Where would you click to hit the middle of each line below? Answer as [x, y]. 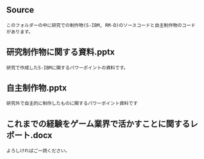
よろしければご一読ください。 [38, 151]
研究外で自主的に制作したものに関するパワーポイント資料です [72, 103]
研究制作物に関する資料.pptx [61, 52]
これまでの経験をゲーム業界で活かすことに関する [98, 124]
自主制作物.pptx [37, 88]
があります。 [20, 32]
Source [20, 10]
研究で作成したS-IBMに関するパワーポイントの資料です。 [67, 68]
